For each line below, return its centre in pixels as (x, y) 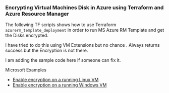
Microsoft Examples (26, 70)
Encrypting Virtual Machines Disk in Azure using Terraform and (84, 8)
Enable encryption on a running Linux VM (55, 80)
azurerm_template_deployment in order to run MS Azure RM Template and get (85, 30)
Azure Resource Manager (37, 14)
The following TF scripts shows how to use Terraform (61, 25)
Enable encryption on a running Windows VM (60, 85)
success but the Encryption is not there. (47, 51)
